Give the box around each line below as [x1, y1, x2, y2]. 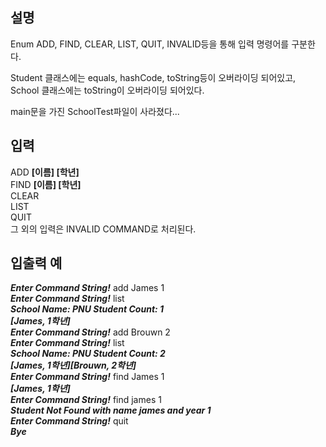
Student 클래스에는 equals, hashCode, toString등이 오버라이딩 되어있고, [10, 71, 297, 83]
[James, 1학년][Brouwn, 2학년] [10, 359, 137, 372]
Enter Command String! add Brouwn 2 [10, 326, 171, 338]
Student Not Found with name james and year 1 [10, 404, 212, 417]
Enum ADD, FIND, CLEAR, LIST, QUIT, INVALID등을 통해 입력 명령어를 [10, 38, 290, 50]
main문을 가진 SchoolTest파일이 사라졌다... [10, 105, 180, 117]
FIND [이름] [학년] [10, 178, 82, 190]
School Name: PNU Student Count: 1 [10, 303, 165, 315]
